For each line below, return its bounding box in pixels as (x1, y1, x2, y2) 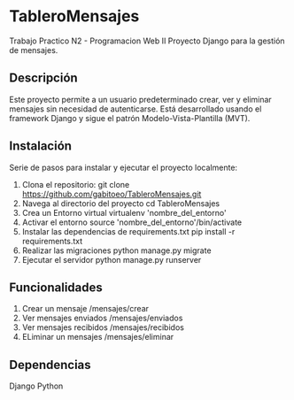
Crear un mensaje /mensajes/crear (21, 304, 149, 314)
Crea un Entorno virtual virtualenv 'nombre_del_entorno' (21, 207, 228, 218)
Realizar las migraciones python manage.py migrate (21, 245, 212, 256)
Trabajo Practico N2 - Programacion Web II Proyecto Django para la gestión (9, 35, 285, 46)
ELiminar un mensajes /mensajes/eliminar (21, 332, 174, 342)
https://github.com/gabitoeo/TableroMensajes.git (21, 188, 202, 199)
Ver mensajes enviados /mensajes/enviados (21, 312, 183, 324)
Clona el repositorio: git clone (21, 179, 130, 189)
